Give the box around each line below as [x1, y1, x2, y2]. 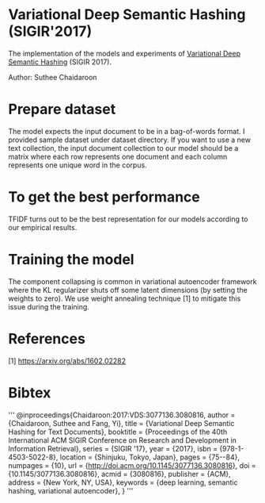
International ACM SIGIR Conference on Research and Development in [8, 435, 237, 445]
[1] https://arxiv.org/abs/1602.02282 [8, 355, 127, 366]
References [8, 329, 85, 347]
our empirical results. [8, 222, 78, 232]
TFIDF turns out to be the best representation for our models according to [8, 214, 248, 224]
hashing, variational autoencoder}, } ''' [8, 486, 134, 495]
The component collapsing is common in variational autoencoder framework [8, 276, 257, 286]
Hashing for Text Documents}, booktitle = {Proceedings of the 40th [8, 427, 228, 436]
